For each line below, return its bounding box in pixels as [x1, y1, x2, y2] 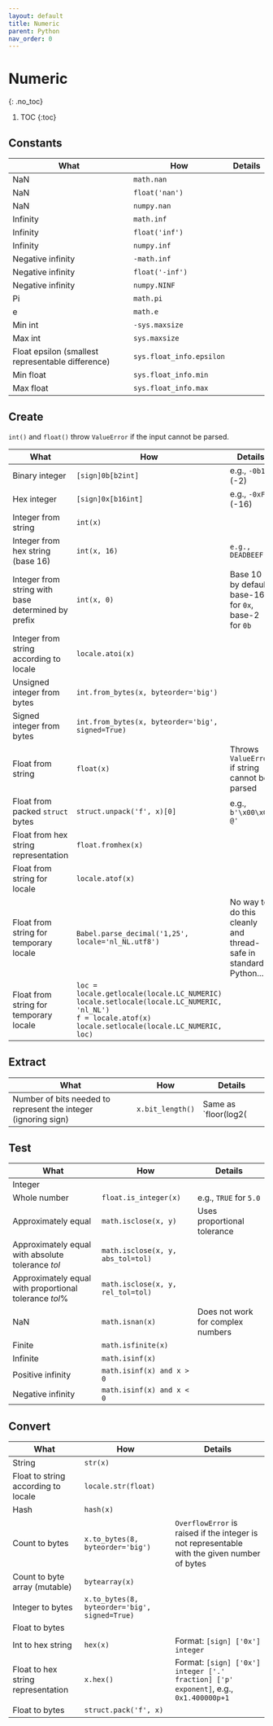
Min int [12, 319, 39, 331]
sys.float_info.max [132, 383, 209, 392]
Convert [8, 1419, 51, 1433]
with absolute [12, 1249, 64, 1260]
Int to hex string [12, 1640, 72, 1651]
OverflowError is [174, 1518, 238, 1529]
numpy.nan [132, 201, 171, 210]
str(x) [84, 1458, 110, 1468]
